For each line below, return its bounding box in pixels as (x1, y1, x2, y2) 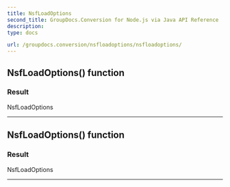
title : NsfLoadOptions (7, 10, 72, 17)
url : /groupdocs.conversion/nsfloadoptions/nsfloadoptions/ (7, 42, 183, 49)
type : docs (7, 29, 38, 36)
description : (7, 23, 44, 29)
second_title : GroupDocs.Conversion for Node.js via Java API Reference (7, 16, 219, 23)
